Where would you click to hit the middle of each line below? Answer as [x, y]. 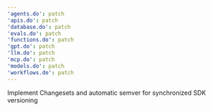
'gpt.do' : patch [31, 46]
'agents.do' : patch [36, 14]
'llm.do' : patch [31, 53]
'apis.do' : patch [33, 20]
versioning [23, 100]
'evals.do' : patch [34, 33]
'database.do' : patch [39, 27]
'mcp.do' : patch [31, 60]
